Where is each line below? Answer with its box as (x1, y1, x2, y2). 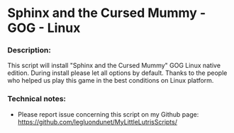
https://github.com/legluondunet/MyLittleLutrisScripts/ (17, 117, 177, 126)
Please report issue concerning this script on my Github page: (17, 110, 199, 118)
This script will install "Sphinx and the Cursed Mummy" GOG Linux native (7, 62, 221, 70)
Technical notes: (7, 94, 66, 104)
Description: (7, 45, 51, 55)
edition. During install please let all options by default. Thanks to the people (7, 69, 228, 77)
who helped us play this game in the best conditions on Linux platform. (7, 76, 214, 85)
